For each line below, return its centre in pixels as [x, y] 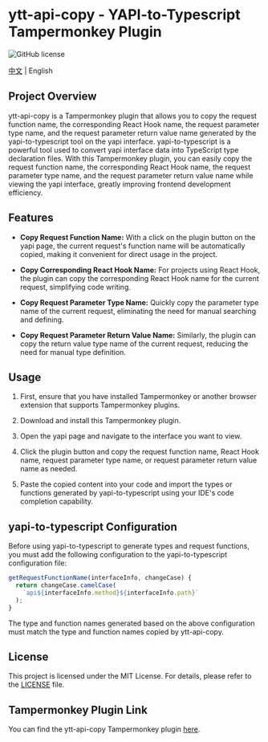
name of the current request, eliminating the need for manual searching [138, 311]
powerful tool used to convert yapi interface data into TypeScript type [124, 149]
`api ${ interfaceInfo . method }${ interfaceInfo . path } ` [111, 593]
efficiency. [26, 192]
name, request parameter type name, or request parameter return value [138, 460]
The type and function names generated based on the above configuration [132, 623]
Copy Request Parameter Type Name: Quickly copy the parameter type [139, 302]
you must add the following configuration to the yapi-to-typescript [118, 555]
